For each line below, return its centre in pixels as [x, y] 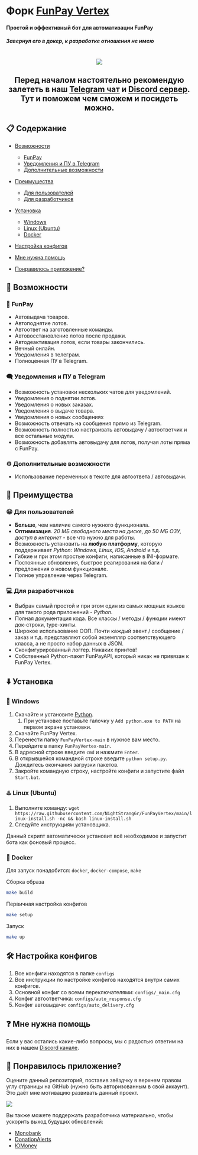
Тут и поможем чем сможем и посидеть [99, 98]
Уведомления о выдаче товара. [54, 411]
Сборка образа [25, 882]
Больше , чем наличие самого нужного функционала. [82, 525]
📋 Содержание [36, 129]
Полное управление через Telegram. [61, 575]
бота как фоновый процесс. [41, 842]
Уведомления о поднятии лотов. [55, 398]
